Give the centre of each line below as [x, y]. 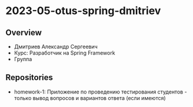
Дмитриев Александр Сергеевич [56, 46]
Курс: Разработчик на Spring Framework [64, 53]
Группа [23, 59]
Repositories [29, 78]
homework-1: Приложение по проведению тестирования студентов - [100, 92]
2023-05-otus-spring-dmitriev [83, 11]
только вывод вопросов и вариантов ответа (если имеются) [90, 98]
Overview [24, 33]
